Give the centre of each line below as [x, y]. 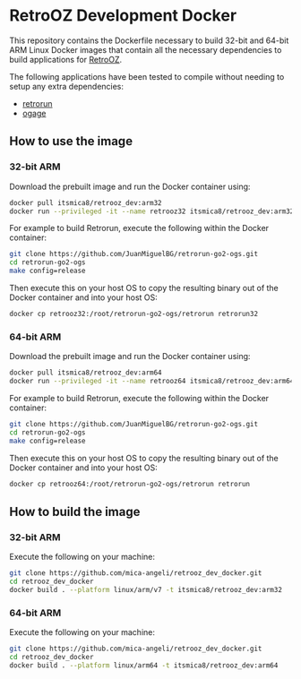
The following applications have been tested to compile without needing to [147, 76]
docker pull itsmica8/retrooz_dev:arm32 [86, 202]
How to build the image [75, 511]
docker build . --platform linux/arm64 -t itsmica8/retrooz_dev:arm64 [144, 665]
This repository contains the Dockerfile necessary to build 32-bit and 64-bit [149, 40]
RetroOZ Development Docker [123, 16]
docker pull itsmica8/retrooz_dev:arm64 [86, 373]
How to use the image [71, 141]
